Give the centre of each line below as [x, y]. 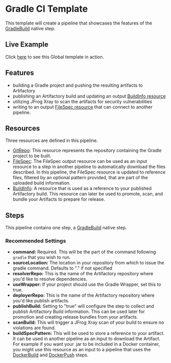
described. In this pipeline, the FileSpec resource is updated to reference [89, 172]
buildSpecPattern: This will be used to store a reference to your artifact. [89, 333]
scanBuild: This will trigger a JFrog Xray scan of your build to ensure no [88, 323]
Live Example [27, 45]
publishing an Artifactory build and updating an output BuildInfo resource [89, 96]
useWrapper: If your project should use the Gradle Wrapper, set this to [87, 284]
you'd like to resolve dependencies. [50, 279]
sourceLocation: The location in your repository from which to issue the [88, 263]
